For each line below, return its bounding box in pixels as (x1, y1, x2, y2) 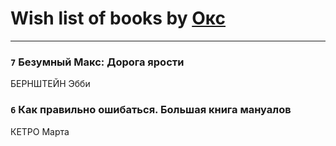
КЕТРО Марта (10, 125, 70, 137)
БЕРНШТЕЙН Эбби (10, 78, 91, 90)
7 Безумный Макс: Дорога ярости (10, 55, 185, 69)
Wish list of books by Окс (10, 7, 227, 30)
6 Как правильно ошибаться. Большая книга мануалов (10, 103, 292, 117)
